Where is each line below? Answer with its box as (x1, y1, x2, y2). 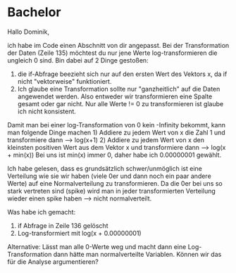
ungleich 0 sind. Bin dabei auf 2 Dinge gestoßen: (7, 56, 149, 64)
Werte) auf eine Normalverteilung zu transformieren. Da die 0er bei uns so (7, 179, 223, 187)
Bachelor (7, 4, 61, 20)
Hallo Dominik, (7, 27, 49, 36)
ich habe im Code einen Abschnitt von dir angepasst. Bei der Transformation (7, 41, 230, 49)
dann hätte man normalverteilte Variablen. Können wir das (53, 250, 222, 258)
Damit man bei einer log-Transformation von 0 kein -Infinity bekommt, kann (7, 120, 226, 129)
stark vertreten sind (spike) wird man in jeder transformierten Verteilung (7, 186, 216, 195)
